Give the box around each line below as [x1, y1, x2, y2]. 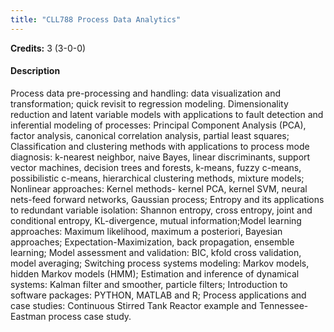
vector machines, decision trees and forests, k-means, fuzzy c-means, [10, 161, 302, 173]
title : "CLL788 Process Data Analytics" [10, 14, 182, 25]
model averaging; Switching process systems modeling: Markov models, [10, 257, 310, 269]
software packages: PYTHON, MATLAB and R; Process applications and [10, 289, 307, 301]
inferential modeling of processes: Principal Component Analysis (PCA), [10, 119, 307, 131]
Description [10, 65, 61, 77]
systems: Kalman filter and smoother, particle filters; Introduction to [10, 278, 288, 290]
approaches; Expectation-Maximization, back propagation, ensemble [10, 236, 295, 248]
